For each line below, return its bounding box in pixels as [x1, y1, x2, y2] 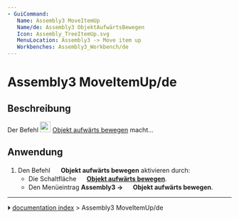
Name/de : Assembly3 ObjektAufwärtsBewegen [16, 23, 144, 31]
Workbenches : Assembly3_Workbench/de [16, 43, 129, 50]
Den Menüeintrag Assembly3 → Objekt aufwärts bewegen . [28, 183, 213, 191]
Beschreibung [7, 102, 71, 114]
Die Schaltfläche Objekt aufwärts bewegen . [28, 174, 167, 183]
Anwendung [7, 146, 63, 159]
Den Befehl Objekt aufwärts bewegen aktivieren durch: [17, 166, 191, 174]
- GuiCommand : [7, 10, 50, 18]
